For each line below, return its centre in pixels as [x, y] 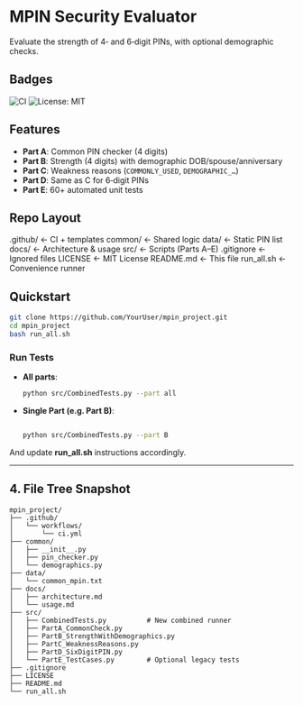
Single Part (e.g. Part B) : [68, 410]
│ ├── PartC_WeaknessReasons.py [74, 644]
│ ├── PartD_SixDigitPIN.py [66, 652]
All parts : [40, 377]
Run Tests [32, 357]
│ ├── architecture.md [56, 597]
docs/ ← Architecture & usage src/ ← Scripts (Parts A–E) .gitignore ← [138, 249]
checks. [24, 50]
